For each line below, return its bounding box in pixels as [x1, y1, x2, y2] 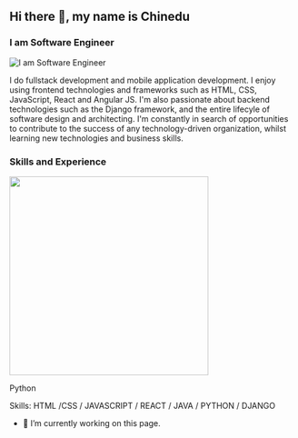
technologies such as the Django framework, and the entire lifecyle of [9, 104, 271, 114]
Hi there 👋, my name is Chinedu [9, 9, 191, 25]
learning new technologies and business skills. [9, 133, 184, 144]
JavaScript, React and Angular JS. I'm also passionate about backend [9, 94, 271, 105]
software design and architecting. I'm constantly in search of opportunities [9, 113, 289, 124]
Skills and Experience [9, 155, 107, 168]
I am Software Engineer [9, 36, 115, 49]
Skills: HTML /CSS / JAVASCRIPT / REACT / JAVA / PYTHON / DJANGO [9, 400, 275, 411]
